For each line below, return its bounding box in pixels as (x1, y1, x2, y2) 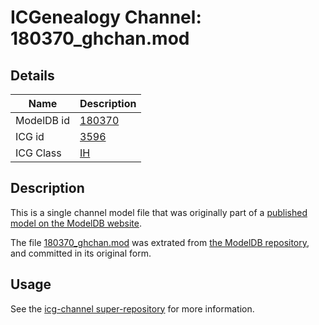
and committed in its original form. (10, 247, 152, 259)
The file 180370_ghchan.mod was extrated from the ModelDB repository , (10, 236, 310, 248)
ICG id (15, 130, 45, 143)
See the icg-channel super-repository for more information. (10, 302, 255, 315)
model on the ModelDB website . (10, 217, 143, 229)
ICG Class (15, 146, 62, 160)
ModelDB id (15, 114, 71, 127)
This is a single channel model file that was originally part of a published (10, 206, 308, 218)
